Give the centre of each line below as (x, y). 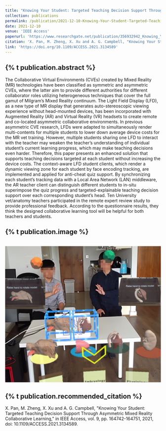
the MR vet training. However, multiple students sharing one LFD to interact (82, 137)
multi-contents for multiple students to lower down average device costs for (82, 132)
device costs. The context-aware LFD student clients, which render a (75, 164)
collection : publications (32, 16)
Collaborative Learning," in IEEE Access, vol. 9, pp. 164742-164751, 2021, (79, 419)
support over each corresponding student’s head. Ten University (71, 195)
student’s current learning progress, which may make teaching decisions (79, 148)
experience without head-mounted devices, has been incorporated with (78, 111)
